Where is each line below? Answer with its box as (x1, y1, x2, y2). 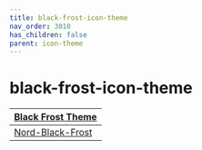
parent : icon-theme (9, 38, 84, 48)
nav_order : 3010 (9, 22, 71, 31)
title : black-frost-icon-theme (9, 13, 128, 23)
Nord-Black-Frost (14, 126, 93, 139)
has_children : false (9, 30, 88, 39)
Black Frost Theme (14, 111, 97, 124)
